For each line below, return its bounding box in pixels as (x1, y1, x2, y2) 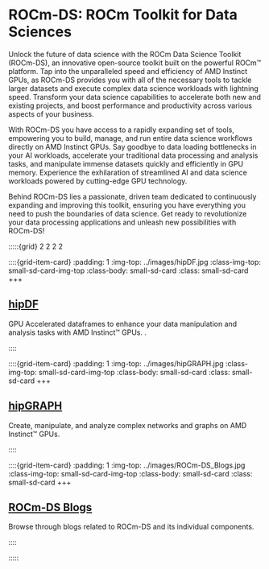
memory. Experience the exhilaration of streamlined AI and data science (8, 167, 247, 177)
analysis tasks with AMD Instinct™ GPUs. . (8, 328, 147, 337)
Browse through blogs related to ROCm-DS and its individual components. (8, 522, 255, 532)
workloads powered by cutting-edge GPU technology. (8, 175, 188, 186)
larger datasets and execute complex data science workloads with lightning (8, 83, 259, 93)
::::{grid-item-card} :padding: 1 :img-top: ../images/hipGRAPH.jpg (8, 358, 224, 368)
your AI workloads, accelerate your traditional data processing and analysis (8, 150, 259, 160)
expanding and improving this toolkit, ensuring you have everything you (8, 200, 246, 210)
